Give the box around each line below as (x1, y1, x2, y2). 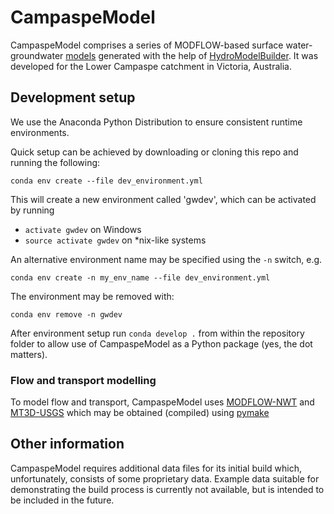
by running (10, 204, 55, 216)
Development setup (10, 89, 136, 106)
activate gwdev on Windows (24, 223, 142, 235)
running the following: (10, 156, 101, 168)
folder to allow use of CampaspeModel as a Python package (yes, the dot (10, 337, 313, 350)
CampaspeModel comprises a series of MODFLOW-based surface (10, 39, 284, 51)
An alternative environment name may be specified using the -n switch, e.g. (10, 253, 323, 265)
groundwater (10, 49, 64, 61)
